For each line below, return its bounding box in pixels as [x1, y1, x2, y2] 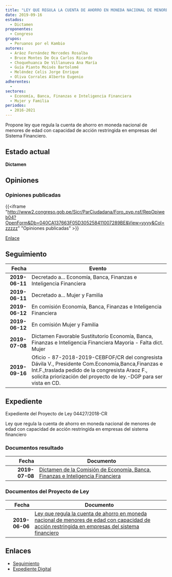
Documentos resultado [5, 445, 64, 452]
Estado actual [5, 147, 50, 157]
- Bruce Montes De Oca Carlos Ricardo [10, 55, 93, 61]
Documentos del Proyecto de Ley [5, 488, 90, 495]
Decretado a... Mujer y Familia [31, 292, 103, 299]
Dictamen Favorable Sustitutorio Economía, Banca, [31, 333, 154, 340]
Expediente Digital [12, 566, 51, 572]
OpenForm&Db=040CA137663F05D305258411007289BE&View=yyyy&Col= [5, 219, 165, 226]
